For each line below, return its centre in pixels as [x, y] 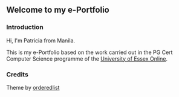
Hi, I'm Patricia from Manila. [41, 40]
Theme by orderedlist [33, 87]
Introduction [25, 27]
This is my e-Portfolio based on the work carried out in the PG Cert [89, 52]
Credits [17, 74]
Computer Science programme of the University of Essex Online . [87, 59]
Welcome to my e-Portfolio [58, 10]
